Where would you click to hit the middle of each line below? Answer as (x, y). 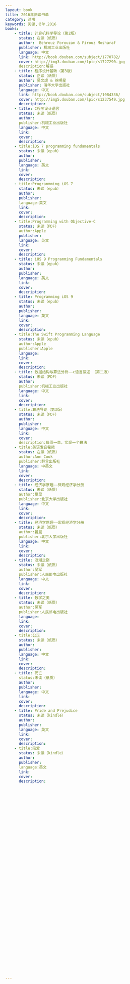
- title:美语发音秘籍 (35, 447)
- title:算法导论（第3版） (40, 410)
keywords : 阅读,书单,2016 (31, 24)
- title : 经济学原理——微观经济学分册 (49, 485)
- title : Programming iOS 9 (44, 297)
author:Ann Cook (36, 457)
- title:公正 (27, 635)
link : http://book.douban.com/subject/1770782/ (70, 57)
